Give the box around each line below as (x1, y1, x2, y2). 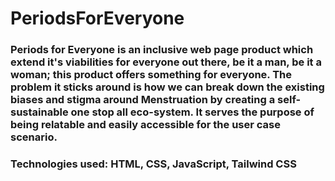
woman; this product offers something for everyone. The (10, 68, 293, 82)
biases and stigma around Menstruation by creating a (10, 93, 276, 107)
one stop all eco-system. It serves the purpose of (70, 105, 315, 119)
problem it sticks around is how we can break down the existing (10, 80, 325, 94)
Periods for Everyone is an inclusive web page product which (10, 43, 314, 57)
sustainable (10, 105, 69, 119)
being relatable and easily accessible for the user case (10, 118, 281, 132)
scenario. (10, 130, 58, 144)
